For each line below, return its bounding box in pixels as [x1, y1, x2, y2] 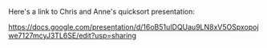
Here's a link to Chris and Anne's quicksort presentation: [8, 7, 195, 16]
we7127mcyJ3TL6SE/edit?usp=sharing [8, 31, 136, 40]
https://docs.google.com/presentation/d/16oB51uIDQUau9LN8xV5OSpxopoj [8, 22, 259, 31]
